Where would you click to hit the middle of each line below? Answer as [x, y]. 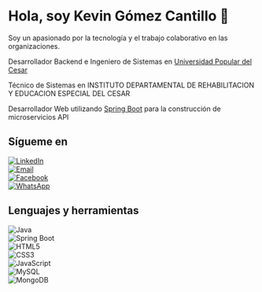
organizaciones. [34, 46]
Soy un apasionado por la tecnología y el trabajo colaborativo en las [118, 38]
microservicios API [39, 116]
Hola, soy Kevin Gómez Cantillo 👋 [119, 16]
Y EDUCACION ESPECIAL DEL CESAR [69, 93]
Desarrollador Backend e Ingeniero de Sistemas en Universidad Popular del [130, 61]
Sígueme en [38, 142]
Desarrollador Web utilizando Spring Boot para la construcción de [115, 109]
